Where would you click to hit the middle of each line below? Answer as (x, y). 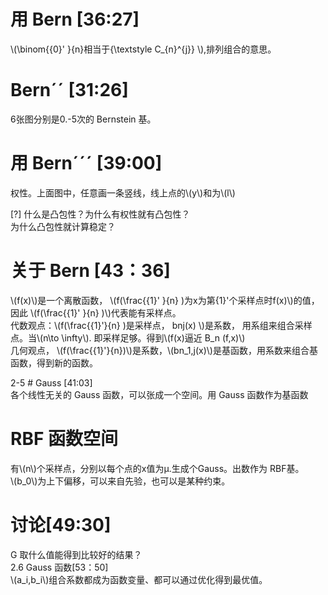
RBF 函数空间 (64, 438)
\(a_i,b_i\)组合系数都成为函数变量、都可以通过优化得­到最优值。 (139, 579)
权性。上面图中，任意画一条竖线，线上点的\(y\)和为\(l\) (123, 192)
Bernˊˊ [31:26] (69, 90)
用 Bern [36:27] (75, 19)
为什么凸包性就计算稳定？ (63, 226)
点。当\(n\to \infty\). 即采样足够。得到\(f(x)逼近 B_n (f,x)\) (128, 337)
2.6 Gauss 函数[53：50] (59, 567)
